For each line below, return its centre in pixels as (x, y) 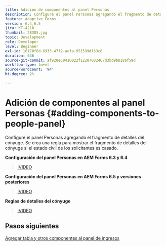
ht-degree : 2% (20, 74)
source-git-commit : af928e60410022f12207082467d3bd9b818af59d (70, 60)
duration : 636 (20, 56)
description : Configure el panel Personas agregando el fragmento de (78, 14)
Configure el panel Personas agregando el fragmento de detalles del (75, 137)
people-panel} (36, 124)
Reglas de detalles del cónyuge (38, 201)
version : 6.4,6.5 (23, 23)
